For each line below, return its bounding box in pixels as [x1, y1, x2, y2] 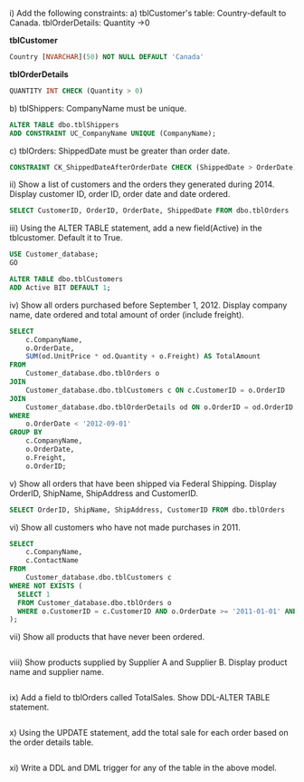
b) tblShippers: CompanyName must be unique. [9, 103, 187, 113]
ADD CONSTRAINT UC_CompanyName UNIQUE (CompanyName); [9, 129, 217, 138]
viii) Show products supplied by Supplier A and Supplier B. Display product [9, 657, 288, 668]
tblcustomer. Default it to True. [9, 232, 123, 243]
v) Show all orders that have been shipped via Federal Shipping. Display [9, 478, 278, 489]
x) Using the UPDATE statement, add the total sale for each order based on [9, 728, 289, 738]
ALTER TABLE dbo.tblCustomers [9, 275, 124, 284]
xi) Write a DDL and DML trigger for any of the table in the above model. [9, 762, 278, 774]
